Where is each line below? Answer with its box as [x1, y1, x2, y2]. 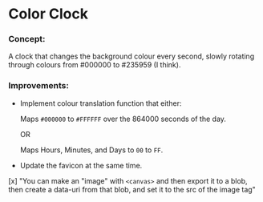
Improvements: [8, 80, 70, 91]
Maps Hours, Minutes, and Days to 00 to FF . [19, 145, 164, 155]
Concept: [8, 34, 46, 45]
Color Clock [8, 5, 88, 23]
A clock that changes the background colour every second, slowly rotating [8, 51, 255, 61]
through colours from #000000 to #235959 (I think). [8, 60, 181, 70]
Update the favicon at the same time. [19, 160, 143, 170]
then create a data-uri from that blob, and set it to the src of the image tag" [8, 184, 257, 194]
